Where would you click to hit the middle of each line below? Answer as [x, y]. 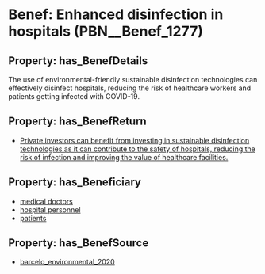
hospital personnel [50, 209]
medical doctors [46, 201]
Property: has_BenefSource [79, 243]
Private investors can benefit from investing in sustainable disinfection [134, 140]
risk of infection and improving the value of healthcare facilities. [124, 157]
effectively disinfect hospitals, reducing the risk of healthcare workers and [130, 88]
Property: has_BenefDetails [78, 61]
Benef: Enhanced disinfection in [116, 15]
